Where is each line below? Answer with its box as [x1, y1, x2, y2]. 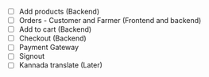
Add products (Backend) [18, 7, 100, 16]
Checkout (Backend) [18, 33, 87, 43]
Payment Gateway [18, 43, 79, 52]
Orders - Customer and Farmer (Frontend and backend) [18, 16, 202, 25]
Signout [18, 52, 45, 61]
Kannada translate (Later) [18, 60, 103, 70]
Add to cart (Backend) [18, 25, 92, 34]
